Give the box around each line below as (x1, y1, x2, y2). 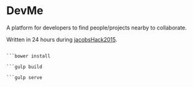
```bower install (6, 53, 51, 59)
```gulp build (6, 64, 43, 70)
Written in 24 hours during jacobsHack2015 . (6, 36, 118, 43)
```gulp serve (6, 74, 43, 80)
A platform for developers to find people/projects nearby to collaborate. (6, 24, 187, 31)
